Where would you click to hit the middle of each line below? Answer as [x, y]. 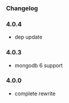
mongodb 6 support [39, 65]
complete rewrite [35, 94]
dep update [28, 37]
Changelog [22, 8]
